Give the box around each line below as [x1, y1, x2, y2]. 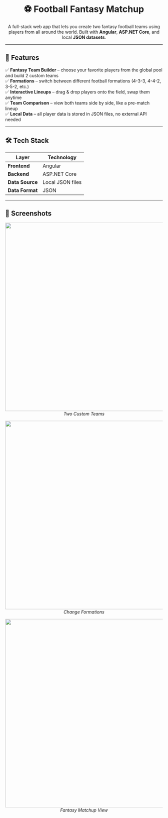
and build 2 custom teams [5, 72, 59, 78]
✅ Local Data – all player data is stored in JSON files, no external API [5, 111, 147, 117]
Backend [7, 170, 29, 177]
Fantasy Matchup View [60, 807, 108, 813]
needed [5, 116, 21, 123]
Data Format [7, 186, 38, 193]
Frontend [7, 162, 30, 169]
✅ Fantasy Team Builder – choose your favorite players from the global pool [5, 67, 162, 73]
